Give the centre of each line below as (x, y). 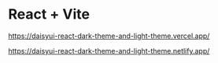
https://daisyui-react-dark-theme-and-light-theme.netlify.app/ (109, 51)
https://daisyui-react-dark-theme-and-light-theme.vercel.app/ (109, 36)
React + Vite (49, 14)
